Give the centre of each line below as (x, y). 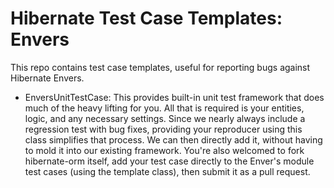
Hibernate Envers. (47, 78)
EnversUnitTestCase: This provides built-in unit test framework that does (174, 97)
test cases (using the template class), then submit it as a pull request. (167, 171)
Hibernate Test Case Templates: (146, 18)
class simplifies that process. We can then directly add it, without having (173, 139)
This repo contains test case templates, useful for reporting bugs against (160, 67)
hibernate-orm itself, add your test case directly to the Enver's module (169, 161)
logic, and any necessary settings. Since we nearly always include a (165, 118)
